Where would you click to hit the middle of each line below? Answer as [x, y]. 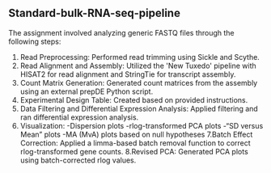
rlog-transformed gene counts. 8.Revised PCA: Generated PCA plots [134, 151]
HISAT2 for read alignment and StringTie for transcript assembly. [128, 74]
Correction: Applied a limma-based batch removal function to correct [135, 143]
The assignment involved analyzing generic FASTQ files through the [121, 32]
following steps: [35, 41]
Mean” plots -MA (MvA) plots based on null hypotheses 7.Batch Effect [136, 134]
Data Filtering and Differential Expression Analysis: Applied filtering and [139, 108]
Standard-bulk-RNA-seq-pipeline [94, 13]
